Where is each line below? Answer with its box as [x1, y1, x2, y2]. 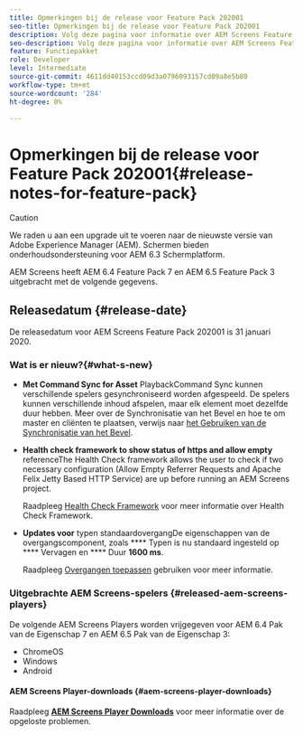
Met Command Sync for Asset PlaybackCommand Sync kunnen [22, 379, 263, 390]
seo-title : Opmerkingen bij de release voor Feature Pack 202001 [9, 22, 260, 31]
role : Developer [9, 55, 70, 64]
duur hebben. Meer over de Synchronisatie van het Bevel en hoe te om [22, 408, 286, 419]
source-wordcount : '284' [9, 89, 103, 98]
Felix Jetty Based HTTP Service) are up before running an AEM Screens [22, 474, 290, 485]
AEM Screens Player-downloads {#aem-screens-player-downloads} [9, 686, 272, 697]
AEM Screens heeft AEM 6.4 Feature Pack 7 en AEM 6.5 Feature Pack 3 [9, 267, 275, 278]
